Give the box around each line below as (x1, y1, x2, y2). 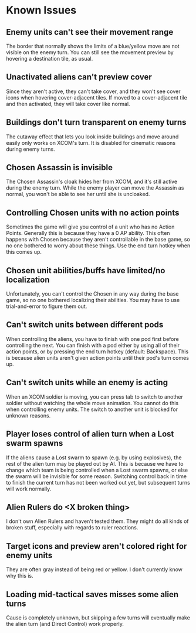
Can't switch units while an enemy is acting (6, 377, 168, 387)
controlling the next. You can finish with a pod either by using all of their (6, 342, 180, 349)
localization (6, 274, 50, 284)
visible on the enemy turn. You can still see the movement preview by (6, 49, 174, 56)
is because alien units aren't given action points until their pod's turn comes (6, 354, 190, 361)
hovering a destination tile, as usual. (6, 55, 93, 62)
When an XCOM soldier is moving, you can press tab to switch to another (6, 393, 183, 400)
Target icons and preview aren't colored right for (6, 541, 187, 551)
